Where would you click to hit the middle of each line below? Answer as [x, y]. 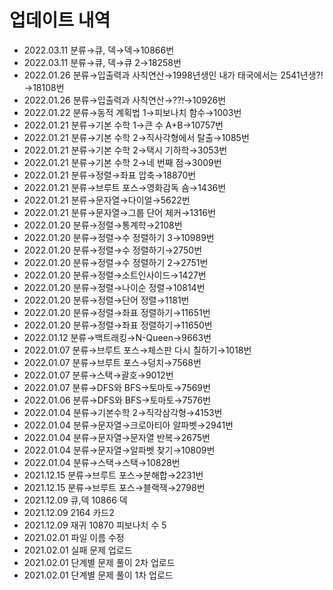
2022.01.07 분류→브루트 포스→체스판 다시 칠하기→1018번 [137, 350]
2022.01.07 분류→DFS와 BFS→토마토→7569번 [117, 387]
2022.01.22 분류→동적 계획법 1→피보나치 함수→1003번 [132, 112]
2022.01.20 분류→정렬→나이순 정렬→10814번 [114, 287]
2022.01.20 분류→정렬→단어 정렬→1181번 [106, 300]
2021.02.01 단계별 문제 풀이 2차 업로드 [99, 562]
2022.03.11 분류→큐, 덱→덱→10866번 [99, 50]
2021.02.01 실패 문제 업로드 [78, 550]
